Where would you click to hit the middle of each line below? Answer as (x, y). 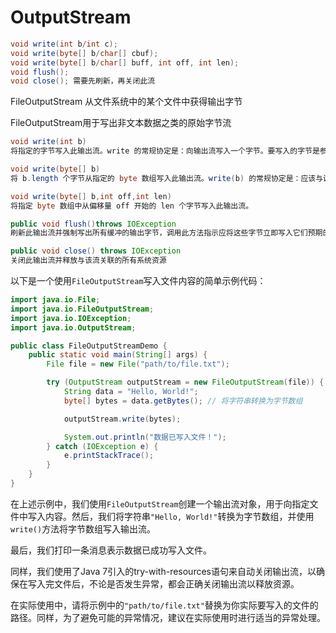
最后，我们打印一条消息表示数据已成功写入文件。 (111, 550)
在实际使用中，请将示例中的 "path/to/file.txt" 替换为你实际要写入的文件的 (164, 605)
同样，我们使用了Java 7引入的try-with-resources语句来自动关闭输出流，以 (163, 571)
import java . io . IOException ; (71, 318)
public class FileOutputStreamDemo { (89, 346)
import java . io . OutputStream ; (73, 327)
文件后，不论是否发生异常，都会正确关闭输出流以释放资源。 (176, 583)
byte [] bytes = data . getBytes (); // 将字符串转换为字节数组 (183, 401)
